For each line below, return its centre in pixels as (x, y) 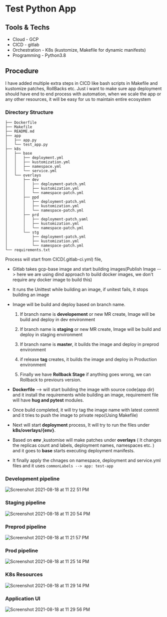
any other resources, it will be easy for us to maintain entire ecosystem (78, 99)
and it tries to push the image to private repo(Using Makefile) (75, 415)
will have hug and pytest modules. (48, 400)
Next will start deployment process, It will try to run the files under (81, 425)
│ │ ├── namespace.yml (33, 167)
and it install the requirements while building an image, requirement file (85, 395)
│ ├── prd (22, 215)
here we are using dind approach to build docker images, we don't (85, 275)
